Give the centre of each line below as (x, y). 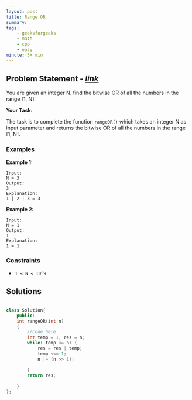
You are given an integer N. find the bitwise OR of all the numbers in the (92, 93)
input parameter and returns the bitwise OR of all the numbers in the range (96, 128)
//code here (42, 332)
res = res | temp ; (60, 348)
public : (26, 316)
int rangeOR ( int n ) (40, 321)
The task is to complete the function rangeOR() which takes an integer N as (96, 122)
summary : (17, 22)
